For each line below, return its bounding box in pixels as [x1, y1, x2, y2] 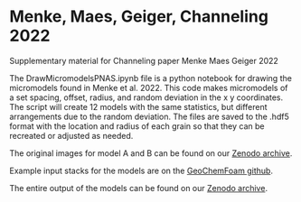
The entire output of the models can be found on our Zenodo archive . [9, 182, 268, 193]
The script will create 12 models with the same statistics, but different [9, 101, 268, 112]
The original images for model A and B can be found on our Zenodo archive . [9, 147, 293, 159]
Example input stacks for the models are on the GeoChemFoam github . [9, 165, 274, 176]
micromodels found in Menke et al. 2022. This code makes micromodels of [9, 82, 288, 93]
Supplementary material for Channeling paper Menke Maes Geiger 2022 [9, 55, 278, 66]
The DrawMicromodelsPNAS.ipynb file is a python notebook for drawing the [9, 72, 292, 83]
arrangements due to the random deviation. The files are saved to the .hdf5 [9, 111, 289, 122]
